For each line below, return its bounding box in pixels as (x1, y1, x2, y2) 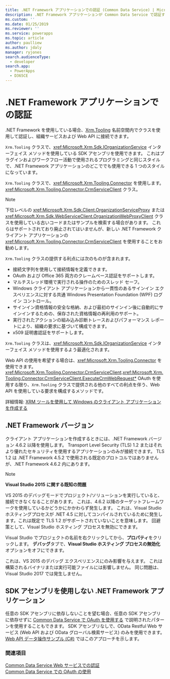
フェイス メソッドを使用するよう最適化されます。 (9, 346, 112, 352)
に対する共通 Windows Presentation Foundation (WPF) (38, 291, 153, 297)
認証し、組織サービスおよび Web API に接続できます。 (18, 133, 132, 139)
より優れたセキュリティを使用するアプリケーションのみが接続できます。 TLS (5, 448, 165, 454)
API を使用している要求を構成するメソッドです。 (5, 388, 106, 394)
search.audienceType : (5, 54, 51, 60)
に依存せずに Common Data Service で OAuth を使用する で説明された (5, 617, 151, 623)
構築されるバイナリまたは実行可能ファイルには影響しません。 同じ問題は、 (5, 564, 162, 570)
